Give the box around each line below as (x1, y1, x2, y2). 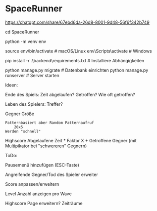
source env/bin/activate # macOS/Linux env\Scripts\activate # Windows (5, 48, 152, 54)
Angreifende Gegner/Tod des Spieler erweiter (5, 171, 98, 177)
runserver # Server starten (5, 72, 59, 78)
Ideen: (5, 82, 18, 88)
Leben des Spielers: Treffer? (5, 101, 63, 107)
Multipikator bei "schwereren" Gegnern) (5, 143, 87, 149)
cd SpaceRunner (5, 29, 40, 35)
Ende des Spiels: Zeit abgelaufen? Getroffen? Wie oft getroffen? (5, 91, 135, 97)
